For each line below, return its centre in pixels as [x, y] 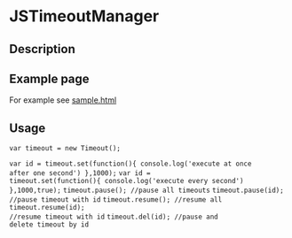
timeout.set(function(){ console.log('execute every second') [126, 181]
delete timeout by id [49, 225]
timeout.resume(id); [47, 208]
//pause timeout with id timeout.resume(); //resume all [116, 200]
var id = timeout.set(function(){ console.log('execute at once [130, 164]
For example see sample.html [63, 100]
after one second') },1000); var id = [80, 173]
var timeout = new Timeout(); [65, 149]
